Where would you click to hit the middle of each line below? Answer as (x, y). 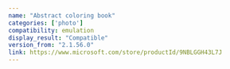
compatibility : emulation (51, 30)
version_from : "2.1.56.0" (51, 45)
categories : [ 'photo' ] (46, 23)
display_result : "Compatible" (58, 38)
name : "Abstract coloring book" (62, 15)
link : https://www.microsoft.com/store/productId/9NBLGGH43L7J (115, 52)
